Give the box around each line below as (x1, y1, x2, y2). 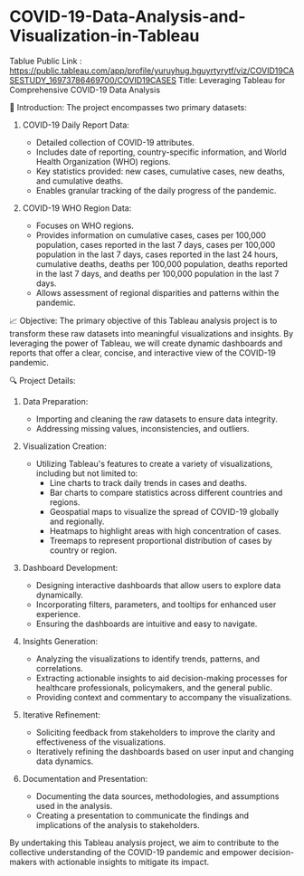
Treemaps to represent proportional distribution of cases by (49, 535, 273, 546)
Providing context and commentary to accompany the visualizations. (35, 691, 292, 702)
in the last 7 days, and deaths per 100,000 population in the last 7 (35, 268, 280, 279)
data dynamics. (35, 756, 94, 766)
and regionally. (49, 516, 105, 527)
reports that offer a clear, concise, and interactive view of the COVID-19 (9, 347, 276, 358)
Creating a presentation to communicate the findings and (35, 810, 250, 821)
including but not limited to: (35, 468, 138, 479)
